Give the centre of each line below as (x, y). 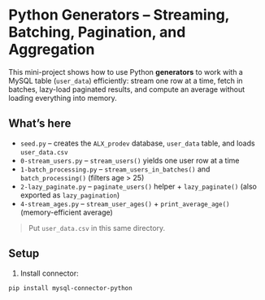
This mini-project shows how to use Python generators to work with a (126, 72)
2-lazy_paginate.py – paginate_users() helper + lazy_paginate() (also (139, 186)
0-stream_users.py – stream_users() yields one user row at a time (130, 160)
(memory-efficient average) (67, 212)
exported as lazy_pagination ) (70, 195)
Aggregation (52, 50)
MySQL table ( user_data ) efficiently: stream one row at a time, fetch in (126, 80)
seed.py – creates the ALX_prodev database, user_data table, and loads (137, 143)
